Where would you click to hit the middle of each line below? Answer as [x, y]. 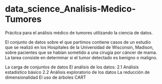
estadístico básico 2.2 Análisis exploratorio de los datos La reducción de [77, 72]
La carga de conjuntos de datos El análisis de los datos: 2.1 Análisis [72, 67]
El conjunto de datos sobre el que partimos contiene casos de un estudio [78, 42]
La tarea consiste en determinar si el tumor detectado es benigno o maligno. [81, 57]
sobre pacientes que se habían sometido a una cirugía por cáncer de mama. [81, 52]
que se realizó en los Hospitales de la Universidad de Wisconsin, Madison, [79, 47]
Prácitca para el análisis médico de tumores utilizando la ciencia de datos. [79, 33]
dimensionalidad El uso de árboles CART [46, 77]
